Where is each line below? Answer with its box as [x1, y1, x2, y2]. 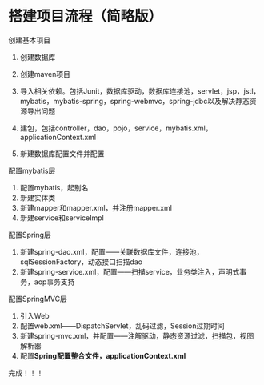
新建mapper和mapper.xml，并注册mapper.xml [19, 203, 172, 212]
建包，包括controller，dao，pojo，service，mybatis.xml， [19, 123, 213, 133]
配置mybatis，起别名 [19, 182, 89, 192]
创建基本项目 [8, 35, 50, 45]
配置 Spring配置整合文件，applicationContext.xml [19, 351, 186, 360]
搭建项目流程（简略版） [8, 7, 163, 26]
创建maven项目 [19, 69, 70, 78]
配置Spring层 [8, 230, 52, 239]
